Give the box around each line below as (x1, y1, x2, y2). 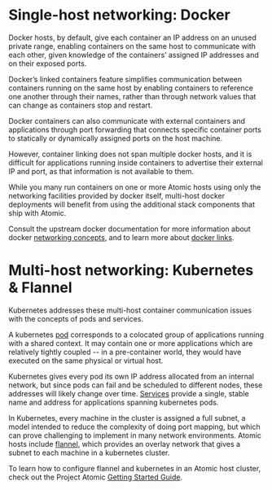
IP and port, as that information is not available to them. (8, 166, 194, 176)
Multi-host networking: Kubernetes (8, 261, 254, 280)
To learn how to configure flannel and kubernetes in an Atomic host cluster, (8, 463, 261, 473)
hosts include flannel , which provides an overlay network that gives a (8, 439, 241, 448)
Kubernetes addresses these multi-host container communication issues (8, 305, 252, 315)
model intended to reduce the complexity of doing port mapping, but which (8, 422, 261, 431)
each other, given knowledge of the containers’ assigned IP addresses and (8, 50, 259, 59)
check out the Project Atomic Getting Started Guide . (8, 472, 183, 482)
